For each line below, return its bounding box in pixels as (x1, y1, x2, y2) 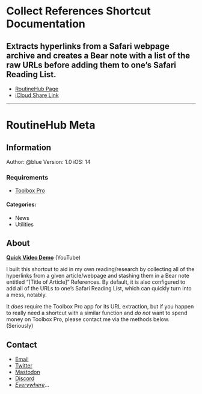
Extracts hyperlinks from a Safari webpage (6, 41, 170, 51)
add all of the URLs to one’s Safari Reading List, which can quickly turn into (6, 285, 192, 292)
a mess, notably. (6, 291, 47, 299)
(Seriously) (6, 322, 34, 330)
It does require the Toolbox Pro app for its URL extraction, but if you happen (6, 303, 194, 310)
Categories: (6, 201, 37, 208)
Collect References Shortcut (6, 4, 151, 18)
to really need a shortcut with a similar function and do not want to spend (6, 309, 188, 317)
